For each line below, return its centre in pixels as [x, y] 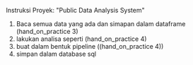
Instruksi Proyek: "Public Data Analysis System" [75, 10]
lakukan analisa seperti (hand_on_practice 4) [81, 39]
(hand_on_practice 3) [47, 31]
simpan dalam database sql [56, 54]
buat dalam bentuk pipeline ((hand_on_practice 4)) [90, 46]
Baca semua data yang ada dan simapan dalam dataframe [101, 24]
